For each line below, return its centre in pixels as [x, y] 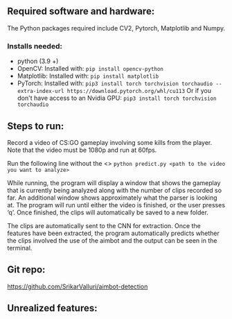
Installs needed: [35, 46]
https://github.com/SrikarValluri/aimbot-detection [78, 286]
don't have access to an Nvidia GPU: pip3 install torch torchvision [117, 98]
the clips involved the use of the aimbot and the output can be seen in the [112, 240]
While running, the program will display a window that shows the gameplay [114, 182]
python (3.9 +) [38, 61]
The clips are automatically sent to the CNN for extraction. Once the [104, 225]
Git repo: [26, 270]
